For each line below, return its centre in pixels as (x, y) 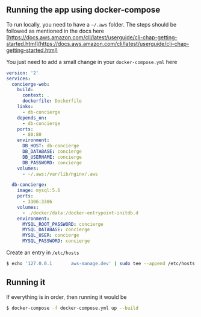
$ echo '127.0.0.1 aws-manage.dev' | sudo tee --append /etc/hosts (101, 264)
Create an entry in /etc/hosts (43, 252)
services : (19, 78)
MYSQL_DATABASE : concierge (56, 230)
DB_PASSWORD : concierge (52, 162)
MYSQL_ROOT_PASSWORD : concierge (63, 224)
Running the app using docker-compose (83, 10)
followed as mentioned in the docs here (55, 31)
